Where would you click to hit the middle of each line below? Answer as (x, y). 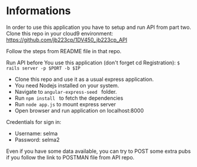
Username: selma (36, 133)
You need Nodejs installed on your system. (67, 85)
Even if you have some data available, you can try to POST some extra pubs (98, 151)
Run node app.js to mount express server (65, 104)
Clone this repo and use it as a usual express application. (84, 79)
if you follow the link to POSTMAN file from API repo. (70, 157)
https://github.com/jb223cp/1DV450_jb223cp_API (67, 40)
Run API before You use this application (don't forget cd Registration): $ (93, 63)
